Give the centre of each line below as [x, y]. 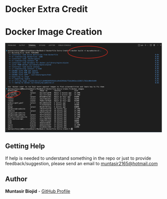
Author [16, 179]
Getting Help [25, 146]
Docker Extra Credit [46, 9]
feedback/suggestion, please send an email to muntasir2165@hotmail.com [82, 163]
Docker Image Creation [54, 32]
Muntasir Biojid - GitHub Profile [38, 191]
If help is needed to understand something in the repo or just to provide [78, 158]
